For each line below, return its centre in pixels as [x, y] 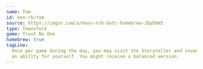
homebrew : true [25, 40]
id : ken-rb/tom [25, 17]
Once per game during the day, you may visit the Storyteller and [97, 51]
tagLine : [17, 46]
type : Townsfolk [27, 28]
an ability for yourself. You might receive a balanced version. [96, 56]
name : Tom [19, 12]
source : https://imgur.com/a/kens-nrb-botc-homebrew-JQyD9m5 [85, 23]
